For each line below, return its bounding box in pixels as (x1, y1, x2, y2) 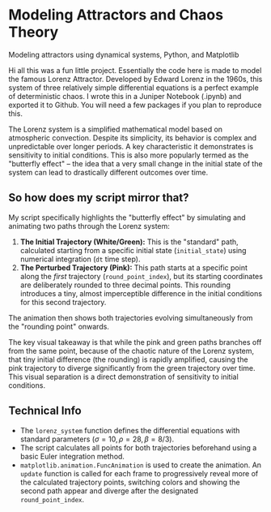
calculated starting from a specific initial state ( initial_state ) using (19, 245, 247, 255)
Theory (8, 23, 59, 41)
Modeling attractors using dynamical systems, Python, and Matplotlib (8, 49, 239, 59)
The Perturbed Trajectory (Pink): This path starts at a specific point (19, 262, 248, 273)
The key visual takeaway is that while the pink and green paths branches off (8, 337, 262, 346)
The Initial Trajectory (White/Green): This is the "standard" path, (19, 237, 239, 247)
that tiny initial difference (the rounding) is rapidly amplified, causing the (8, 355, 248, 364)
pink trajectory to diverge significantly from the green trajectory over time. (8, 363, 256, 372)
